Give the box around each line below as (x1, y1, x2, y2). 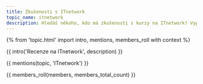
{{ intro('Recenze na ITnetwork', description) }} (6, 48, 123, 55)
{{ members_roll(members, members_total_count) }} (6, 71, 136, 79)
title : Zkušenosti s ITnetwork (6, 8, 85, 15)
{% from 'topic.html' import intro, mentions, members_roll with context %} (6, 37, 190, 44)
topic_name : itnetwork (6, 14, 63, 20)
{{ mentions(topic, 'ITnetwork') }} (6, 59, 89, 67)
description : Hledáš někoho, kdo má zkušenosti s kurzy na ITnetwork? (6, 20, 188, 26)
